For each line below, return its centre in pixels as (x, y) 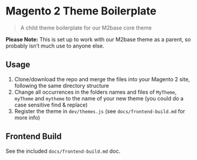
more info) (27, 117)
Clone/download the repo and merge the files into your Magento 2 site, (102, 79)
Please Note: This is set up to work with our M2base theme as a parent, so (98, 39)
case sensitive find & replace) (51, 105)
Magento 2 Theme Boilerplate (81, 11)
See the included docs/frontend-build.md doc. (63, 151)
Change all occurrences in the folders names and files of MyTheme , (95, 92)
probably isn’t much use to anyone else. (55, 46)
